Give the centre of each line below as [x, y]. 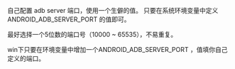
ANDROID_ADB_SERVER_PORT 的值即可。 [69, 19]
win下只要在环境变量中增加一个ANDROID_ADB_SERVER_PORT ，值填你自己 [117, 49]
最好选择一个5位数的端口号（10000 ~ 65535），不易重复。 [92, 34]
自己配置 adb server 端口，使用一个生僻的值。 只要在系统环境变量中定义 [113, 10]
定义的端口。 [26, 58]
